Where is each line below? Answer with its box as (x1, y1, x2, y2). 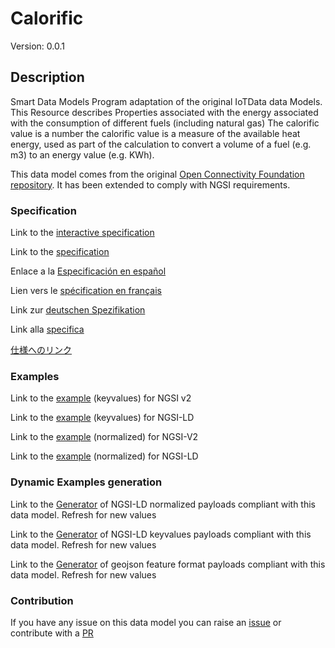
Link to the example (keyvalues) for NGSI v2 (10, 392, 192, 404)
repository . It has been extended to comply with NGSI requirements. (10, 178, 291, 191)
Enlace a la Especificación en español (10, 265, 167, 277)
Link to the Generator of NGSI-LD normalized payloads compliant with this (10, 498, 316, 510)
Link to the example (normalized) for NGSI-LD (10, 450, 199, 462)
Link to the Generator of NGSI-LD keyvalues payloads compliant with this (10, 528, 312, 540)
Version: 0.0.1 (10, 40, 65, 52)
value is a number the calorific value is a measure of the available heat (10, 127, 301, 139)
